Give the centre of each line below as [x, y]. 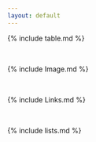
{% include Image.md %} [48, 69]
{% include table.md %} [46, 38]
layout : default [34, 15]
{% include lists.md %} [44, 130]
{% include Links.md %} [46, 99]
